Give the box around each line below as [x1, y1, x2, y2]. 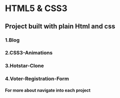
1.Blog [5, 37, 20, 43]
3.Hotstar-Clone [5, 62, 44, 69]
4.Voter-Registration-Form [5, 75, 69, 82]
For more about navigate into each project [5, 87, 91, 93]
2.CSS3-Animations [5, 49, 53, 56]
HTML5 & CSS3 [5, 3, 67, 14]
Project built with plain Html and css [5, 22, 116, 30]
